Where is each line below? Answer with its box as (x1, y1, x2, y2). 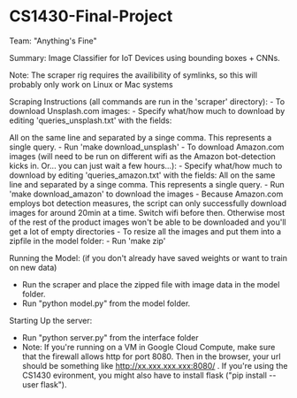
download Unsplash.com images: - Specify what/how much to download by (9, 105, 286, 116)
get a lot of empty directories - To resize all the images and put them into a (9, 226, 281, 236)
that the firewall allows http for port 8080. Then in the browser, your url (21, 351, 281, 362)
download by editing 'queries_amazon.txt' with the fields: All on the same (9, 170, 276, 180)
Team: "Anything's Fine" (9, 35, 97, 46)
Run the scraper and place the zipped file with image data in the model (21, 279, 280, 289)
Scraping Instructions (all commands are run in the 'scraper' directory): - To (9, 96, 286, 107)
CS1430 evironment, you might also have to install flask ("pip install (21, 370, 268, 380)
